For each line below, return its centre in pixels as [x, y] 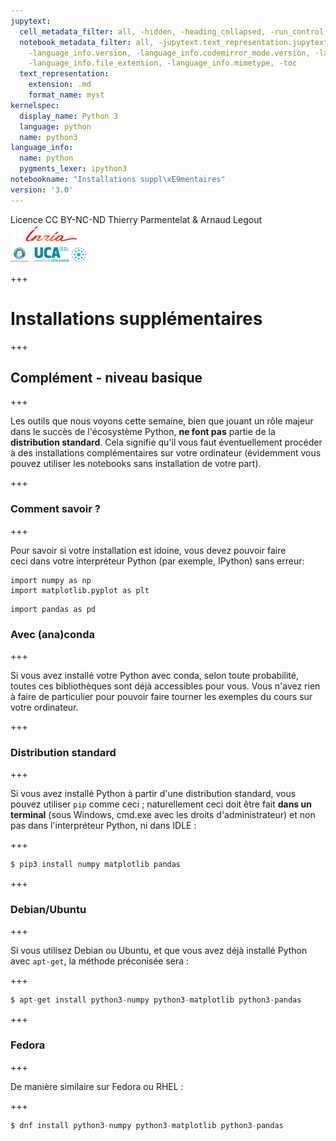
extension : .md [60, 85]
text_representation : [64, 74]
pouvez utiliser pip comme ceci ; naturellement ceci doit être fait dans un [161, 804]
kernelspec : [35, 105]
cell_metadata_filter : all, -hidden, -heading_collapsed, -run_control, [174, 31]
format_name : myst [66, 95]
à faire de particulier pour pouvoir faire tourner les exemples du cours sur [161, 696]
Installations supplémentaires [136, 318]
